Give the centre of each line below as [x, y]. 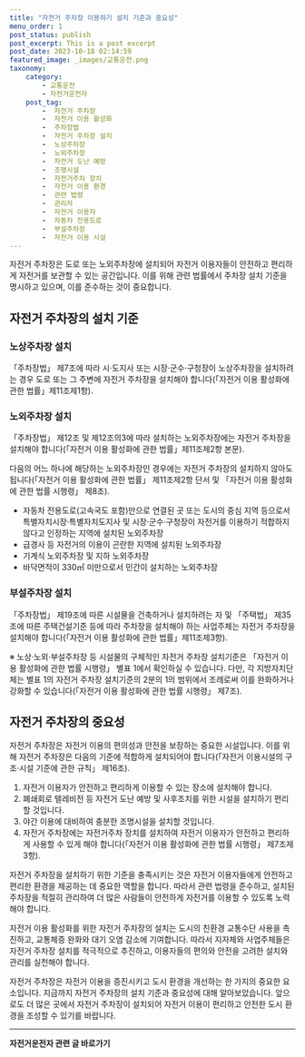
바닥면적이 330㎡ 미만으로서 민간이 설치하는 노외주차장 [120, 568]
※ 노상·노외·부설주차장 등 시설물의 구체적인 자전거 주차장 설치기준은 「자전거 [144, 657]
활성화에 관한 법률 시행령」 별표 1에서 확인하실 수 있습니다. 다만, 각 [137, 667]
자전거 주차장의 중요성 [67, 722]
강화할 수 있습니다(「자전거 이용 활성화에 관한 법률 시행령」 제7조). [126, 690]
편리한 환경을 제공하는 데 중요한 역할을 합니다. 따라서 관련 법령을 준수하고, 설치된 [152, 886]
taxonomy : [28, 69]
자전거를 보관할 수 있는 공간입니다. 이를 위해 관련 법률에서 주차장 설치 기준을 [153, 276]
